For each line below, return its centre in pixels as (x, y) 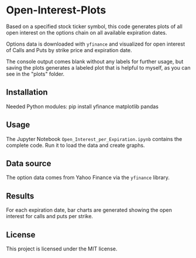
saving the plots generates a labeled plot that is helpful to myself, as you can (98, 67)
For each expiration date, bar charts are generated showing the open (89, 210)
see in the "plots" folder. (35, 74)
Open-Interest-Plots (56, 10)
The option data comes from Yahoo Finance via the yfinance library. (88, 178)
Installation (27, 92)
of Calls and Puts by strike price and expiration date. (69, 50)
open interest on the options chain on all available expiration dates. (87, 32)
